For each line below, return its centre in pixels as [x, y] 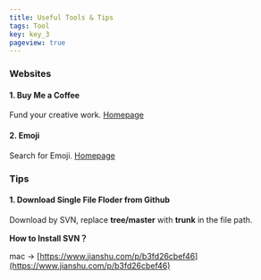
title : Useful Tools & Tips [62, 17]
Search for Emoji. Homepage [63, 155]
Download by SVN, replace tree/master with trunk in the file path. [131, 219]
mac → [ [25, 256]
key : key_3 [29, 34]
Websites [30, 74]
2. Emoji [25, 135]
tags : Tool [29, 26]
